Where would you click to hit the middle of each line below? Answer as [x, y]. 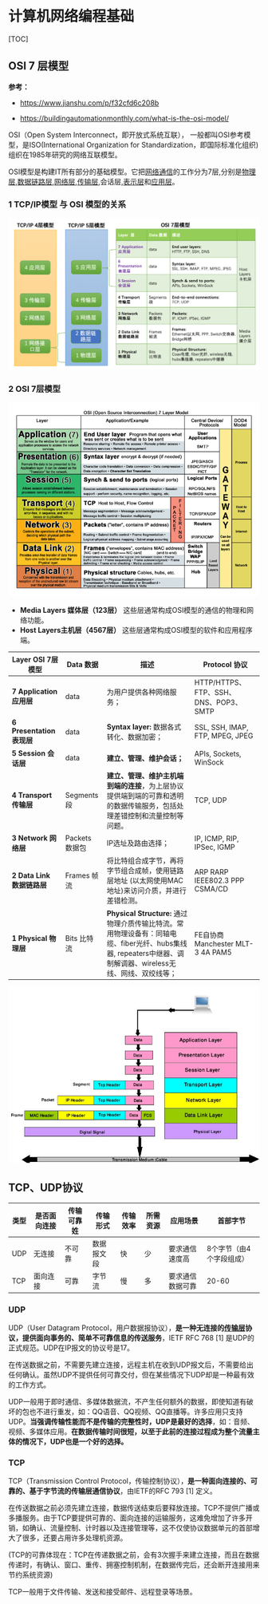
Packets [78, 838]
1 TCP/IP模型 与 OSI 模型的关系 [67, 204]
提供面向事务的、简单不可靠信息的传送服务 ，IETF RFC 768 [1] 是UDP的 [138, 1338]
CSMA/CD [211, 889]
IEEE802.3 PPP [219, 880]
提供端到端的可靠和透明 [145, 796]
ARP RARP [211, 871]
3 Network [30, 838]
